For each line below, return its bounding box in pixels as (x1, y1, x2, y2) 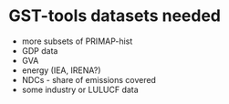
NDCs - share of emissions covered (21, 74, 157, 85)
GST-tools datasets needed (8, 5, 221, 26)
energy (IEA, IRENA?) (21, 65, 101, 76)
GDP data (21, 45, 58, 56)
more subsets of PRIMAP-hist (21, 36, 133, 47)
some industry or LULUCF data (21, 84, 139, 95)
